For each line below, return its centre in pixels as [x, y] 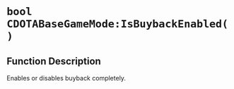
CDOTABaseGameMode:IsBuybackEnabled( [118, 24]
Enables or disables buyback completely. [66, 78]
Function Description [54, 61]
